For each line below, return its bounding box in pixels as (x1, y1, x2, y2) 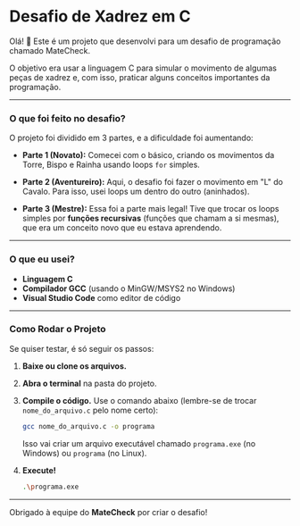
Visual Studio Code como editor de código (21, 292, 181, 303)
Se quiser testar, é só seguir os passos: (9, 343, 154, 354)
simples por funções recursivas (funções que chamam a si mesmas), (21, 213, 279, 224)
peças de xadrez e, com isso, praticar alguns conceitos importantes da (9, 71, 271, 82)
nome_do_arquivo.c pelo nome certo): (21, 405, 159, 415)
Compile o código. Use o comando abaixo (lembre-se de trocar (21, 395, 257, 405)
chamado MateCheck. (9, 45, 91, 55)
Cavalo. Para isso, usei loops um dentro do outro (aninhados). (21, 186, 250, 197)
